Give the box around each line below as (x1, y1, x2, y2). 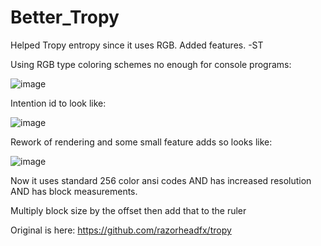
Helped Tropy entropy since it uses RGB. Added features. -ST (10, 39, 264, 51)
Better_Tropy (10, 6, 120, 29)
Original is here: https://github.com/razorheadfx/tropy (10, 224, 232, 236)
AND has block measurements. (10, 185, 138, 197)
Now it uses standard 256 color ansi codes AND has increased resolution (10, 174, 312, 186)
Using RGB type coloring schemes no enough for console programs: (10, 58, 292, 70)
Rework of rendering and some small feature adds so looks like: (10, 136, 273, 148)
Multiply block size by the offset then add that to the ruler (10, 204, 247, 216)
